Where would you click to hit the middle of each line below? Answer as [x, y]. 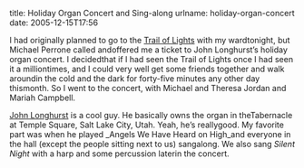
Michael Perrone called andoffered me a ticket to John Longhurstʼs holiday [149, 50]
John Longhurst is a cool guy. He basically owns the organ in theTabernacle [151, 115]
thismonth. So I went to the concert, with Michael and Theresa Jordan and [148, 88]
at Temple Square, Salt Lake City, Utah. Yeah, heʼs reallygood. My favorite [147, 125]
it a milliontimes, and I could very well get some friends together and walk [147, 69]
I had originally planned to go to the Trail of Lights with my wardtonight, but [150, 40]
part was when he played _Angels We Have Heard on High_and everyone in [150, 134]
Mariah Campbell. [42, 98]
